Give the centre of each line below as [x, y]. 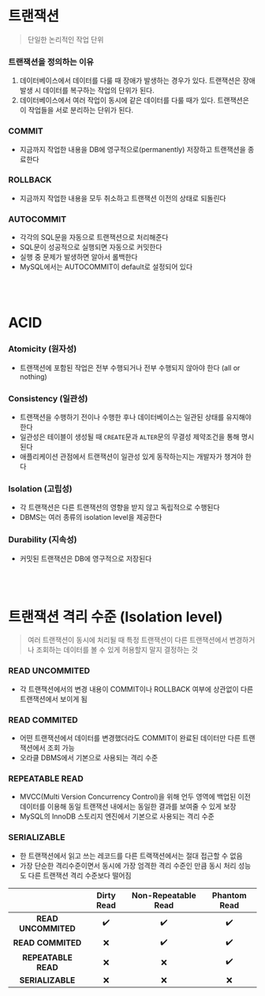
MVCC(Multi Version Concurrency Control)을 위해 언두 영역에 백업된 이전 [135, 796]
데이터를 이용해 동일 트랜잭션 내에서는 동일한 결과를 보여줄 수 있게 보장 [128, 807]
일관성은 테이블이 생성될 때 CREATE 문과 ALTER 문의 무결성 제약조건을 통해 [129, 436]
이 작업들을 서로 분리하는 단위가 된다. [77, 110]
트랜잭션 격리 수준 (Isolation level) [116, 617]
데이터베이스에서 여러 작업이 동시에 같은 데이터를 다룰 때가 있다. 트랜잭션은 [134, 100]
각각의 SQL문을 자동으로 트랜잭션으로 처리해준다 [94, 237]
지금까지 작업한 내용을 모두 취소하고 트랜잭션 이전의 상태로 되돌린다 [123, 198]
